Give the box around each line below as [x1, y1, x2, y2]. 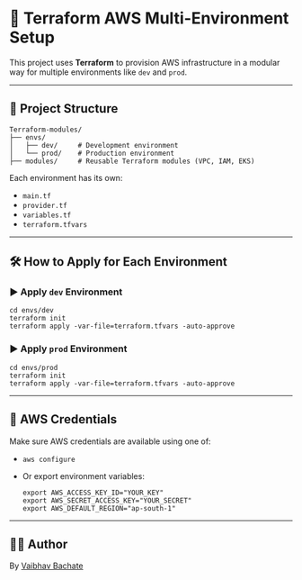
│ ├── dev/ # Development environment [9, 140, 179, 150]
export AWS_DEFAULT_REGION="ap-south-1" [22, 503, 176, 512]
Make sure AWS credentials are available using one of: [9, 436, 211, 447]
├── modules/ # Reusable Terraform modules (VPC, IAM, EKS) [9, 157, 255, 166]
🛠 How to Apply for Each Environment [9, 254, 227, 269]
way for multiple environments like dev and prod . [9, 67, 188, 77]
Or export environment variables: [22, 470, 146, 481]
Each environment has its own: [9, 172, 123, 183]
